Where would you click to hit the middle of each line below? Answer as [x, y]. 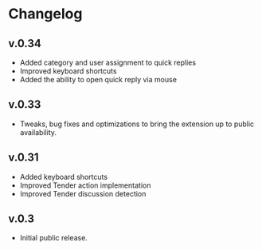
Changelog [45, 14]
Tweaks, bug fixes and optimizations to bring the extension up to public [137, 124]
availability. [38, 132]
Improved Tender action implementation [85, 185]
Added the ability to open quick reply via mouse [98, 79]
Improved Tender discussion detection [83, 193]
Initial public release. [53, 238]
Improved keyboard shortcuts [68, 71]
